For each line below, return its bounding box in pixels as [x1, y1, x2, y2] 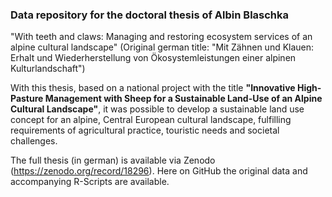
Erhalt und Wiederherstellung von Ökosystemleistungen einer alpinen [10, 52, 297, 64]
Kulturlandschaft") [10, 63, 86, 75]
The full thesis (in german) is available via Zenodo [10, 154, 216, 167]
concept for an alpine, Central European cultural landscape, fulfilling [10, 114, 292, 126]
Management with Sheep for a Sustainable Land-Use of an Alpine [44, 93, 323, 105]
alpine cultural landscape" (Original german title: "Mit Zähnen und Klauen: [10, 41, 315, 53]
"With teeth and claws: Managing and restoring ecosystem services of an [10, 31, 313, 43]
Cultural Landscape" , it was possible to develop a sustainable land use [10, 103, 305, 115]
